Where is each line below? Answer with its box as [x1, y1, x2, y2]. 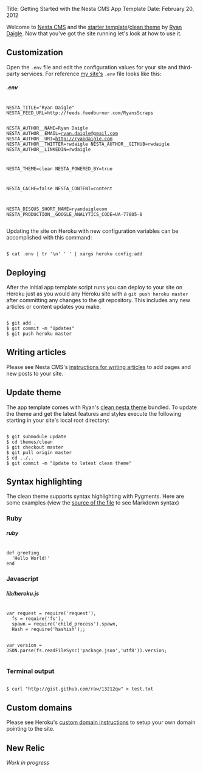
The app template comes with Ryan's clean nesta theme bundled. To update [6, 404, 198, 411]
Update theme [6, 387, 62, 398]
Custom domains [6, 702, 72, 713]
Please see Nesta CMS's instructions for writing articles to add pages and [6, 363, 191, 370]
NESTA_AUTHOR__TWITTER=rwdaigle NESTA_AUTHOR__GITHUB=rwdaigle [6, 141, 170, 147]
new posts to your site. [6, 370, 64, 377]
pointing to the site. [6, 725, 55, 732]
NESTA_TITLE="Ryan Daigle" [6, 105, 75, 111]
